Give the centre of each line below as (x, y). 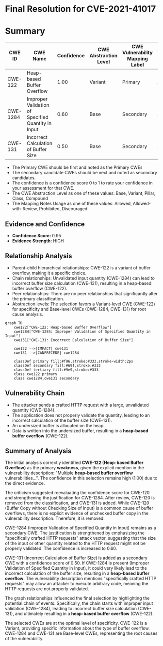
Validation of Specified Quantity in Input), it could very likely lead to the (76, 568)
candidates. (24, 178)
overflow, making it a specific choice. (49, 273)
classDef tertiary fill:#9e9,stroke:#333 (56, 370)
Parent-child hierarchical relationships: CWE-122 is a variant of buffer (81, 267)
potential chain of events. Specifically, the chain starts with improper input (79, 603)
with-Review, (25, 209)
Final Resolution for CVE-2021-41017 (81, 9)
